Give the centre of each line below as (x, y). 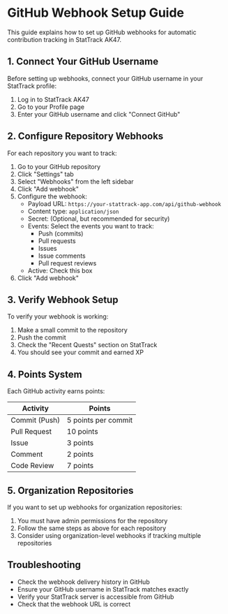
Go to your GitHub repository (59, 166)
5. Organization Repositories (70, 490)
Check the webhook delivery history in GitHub (83, 582)
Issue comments (62, 256)
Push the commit (41, 337)
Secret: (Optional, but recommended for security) (99, 219)
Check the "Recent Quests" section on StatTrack (87, 345)
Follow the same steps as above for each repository (92, 528)
